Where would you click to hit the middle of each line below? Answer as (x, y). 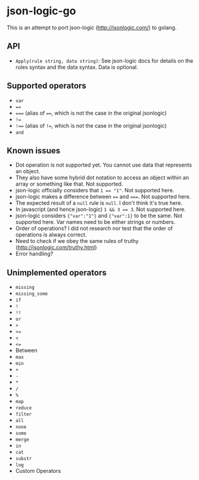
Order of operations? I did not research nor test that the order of (94, 229)
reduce (24, 408)
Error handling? (34, 254)
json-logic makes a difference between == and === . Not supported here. (103, 197)
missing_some (32, 294)
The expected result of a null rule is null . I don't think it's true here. (99, 203)
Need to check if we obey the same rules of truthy (77, 241)
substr (24, 459)
